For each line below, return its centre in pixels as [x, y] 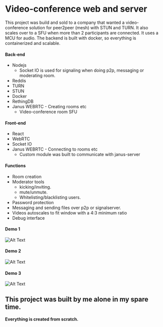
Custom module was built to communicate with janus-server [80, 154]
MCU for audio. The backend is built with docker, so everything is [71, 38]
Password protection [33, 202]
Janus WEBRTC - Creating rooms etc [49, 107]
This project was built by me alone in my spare [77, 299]
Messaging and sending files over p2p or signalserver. [67, 208]
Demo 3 [13, 273]
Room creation [27, 176]
